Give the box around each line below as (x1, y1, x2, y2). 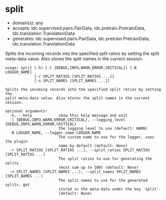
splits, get (5, 182, 30, 187)
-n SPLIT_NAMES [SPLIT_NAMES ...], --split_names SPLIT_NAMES (9, 169, 141, 174)
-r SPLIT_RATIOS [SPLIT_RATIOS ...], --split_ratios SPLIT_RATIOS (9, 148, 150, 152)
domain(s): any (12, 20, 43, 26)
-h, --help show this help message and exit (9, 113, 128, 118)
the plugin (5, 139, 28, 144)
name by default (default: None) (58, 143, 128, 148)
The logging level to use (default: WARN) (58, 126, 148, 131)
